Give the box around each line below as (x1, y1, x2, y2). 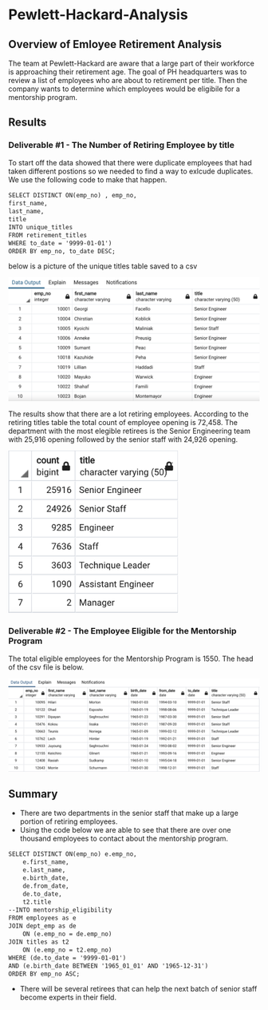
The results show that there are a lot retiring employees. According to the (8, 409, 249, 419)
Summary (8, 787, 58, 801)
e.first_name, (22, 858, 69, 866)
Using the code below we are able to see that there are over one (19, 825, 231, 835)
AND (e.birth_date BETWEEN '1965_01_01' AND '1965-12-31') (8, 962, 209, 970)
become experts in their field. (19, 992, 117, 1002)
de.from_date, (22, 882, 69, 890)
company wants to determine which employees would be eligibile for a (8, 84, 241, 93)
